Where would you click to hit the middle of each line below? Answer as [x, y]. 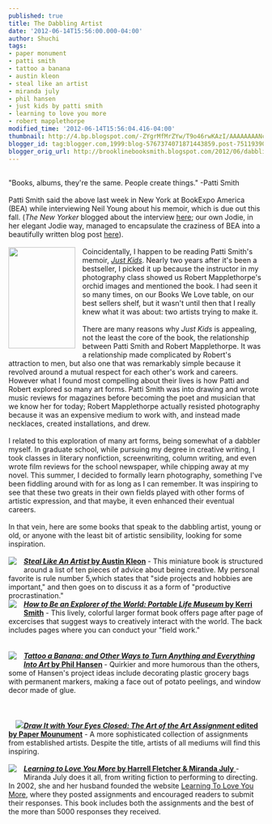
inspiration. [27, 544]
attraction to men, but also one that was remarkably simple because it [125, 363]
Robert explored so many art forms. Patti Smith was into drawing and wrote [134, 389]
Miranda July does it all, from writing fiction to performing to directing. [141, 777]
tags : [17, 46]
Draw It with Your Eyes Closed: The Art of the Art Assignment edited [141, 726]
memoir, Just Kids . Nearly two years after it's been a [170, 261]
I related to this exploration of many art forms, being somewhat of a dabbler [134, 441]
